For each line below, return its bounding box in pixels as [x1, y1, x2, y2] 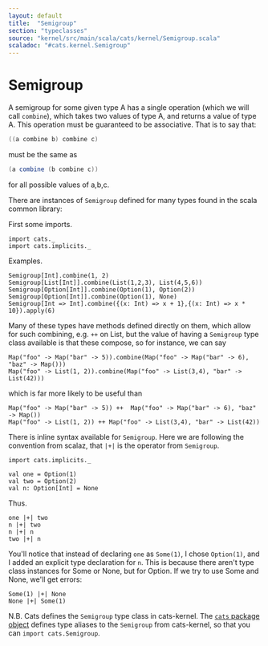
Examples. [8, 256, 43, 266]
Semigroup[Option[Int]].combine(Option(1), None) [8, 292, 178, 301]
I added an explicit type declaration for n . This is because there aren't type [8, 557, 254, 567]
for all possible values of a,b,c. [8, 180, 110, 189]
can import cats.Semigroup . [8, 628, 100, 638]
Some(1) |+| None [8, 590, 67, 598]
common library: [8, 204, 63, 213]
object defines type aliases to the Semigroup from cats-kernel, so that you [8, 620, 251, 629]
